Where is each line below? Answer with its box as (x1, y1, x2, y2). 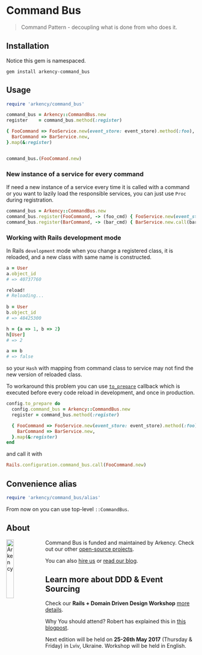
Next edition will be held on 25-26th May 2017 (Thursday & (44, 636, 192, 643)
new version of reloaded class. (6, 371, 82, 378)
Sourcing (44, 584, 80, 594)
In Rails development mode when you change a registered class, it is (6, 247, 173, 254)
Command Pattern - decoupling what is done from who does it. (20, 23, 177, 31)
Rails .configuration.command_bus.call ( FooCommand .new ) (6, 462, 147, 468)
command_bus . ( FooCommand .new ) (6, 155, 82, 161)
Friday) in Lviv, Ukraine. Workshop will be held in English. (44, 642, 186, 650)
